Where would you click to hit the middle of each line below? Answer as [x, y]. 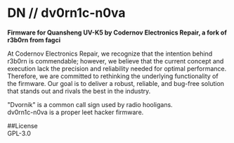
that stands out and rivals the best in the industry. [79, 91]
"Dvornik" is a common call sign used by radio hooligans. [90, 104]
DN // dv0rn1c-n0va [66, 13]
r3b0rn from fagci [34, 39]
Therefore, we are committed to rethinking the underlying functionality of [113, 76]
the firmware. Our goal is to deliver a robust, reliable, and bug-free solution [116, 83]
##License [23, 125]
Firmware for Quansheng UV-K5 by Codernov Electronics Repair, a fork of [117, 32]
